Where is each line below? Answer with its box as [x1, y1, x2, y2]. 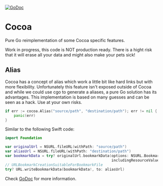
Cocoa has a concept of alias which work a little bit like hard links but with [5, 79, 153, 85]
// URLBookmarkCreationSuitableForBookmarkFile [5, 162, 103, 167]
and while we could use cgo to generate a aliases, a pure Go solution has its [5, 89, 157, 95]
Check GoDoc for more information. [5, 175, 77, 181]
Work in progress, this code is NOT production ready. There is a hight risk [5, 46, 152, 53]
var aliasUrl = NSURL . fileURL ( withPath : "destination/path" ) [5, 149, 131, 154]
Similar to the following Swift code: [5, 126, 75, 132]
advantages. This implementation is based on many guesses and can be [5, 94, 149, 100]
